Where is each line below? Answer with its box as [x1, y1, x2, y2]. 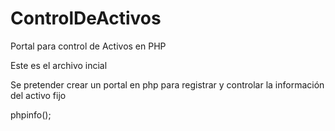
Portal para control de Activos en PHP [10, 40, 167, 52]
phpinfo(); [10, 108, 52, 121]
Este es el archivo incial [10, 59, 108, 71]
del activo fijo [10, 89, 67, 101]
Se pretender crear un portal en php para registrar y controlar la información [10, 78, 325, 91]
